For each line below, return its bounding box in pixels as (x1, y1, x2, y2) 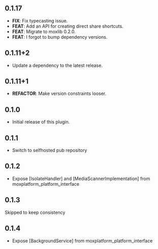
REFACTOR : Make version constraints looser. (12, 90, 107, 96)
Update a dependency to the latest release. (12, 62, 103, 68)
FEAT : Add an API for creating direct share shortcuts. (12, 23, 123, 29)
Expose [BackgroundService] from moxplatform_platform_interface (12, 237, 153, 244)
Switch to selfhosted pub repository (12, 147, 87, 154)
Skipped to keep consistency (5, 209, 66, 215)
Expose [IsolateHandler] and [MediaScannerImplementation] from (12, 176, 150, 182)
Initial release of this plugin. (12, 119, 70, 125)
